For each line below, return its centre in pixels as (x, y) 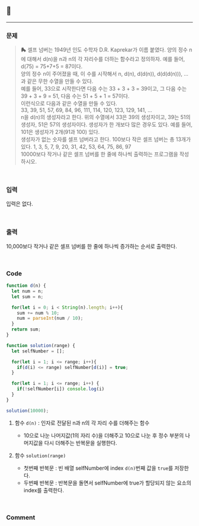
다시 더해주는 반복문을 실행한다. (81, 442)
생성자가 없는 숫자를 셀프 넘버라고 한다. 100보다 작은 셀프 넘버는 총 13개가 (106, 139)
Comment (21, 517)
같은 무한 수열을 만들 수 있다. (60, 81)
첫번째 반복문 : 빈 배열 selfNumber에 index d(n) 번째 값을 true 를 (98, 468)
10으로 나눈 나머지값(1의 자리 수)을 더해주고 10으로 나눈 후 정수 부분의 (104, 435)
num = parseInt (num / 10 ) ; (50, 318)
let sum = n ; (28, 297)
